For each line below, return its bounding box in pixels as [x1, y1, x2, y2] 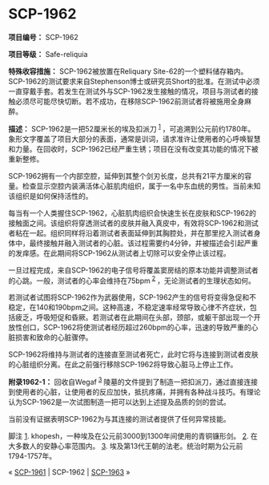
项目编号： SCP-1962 [8, 32, 78, 42]
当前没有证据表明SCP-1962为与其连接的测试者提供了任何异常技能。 [8, 414, 231, 423]
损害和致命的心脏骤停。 [14, 333, 93, 342]
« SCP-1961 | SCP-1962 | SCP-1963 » [8, 467, 130, 477]
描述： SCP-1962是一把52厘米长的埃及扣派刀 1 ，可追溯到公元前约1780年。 [8, 122, 255, 133]
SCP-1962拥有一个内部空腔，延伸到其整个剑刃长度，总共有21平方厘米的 [8, 171, 245, 180]
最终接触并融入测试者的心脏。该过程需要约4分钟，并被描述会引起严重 [29, 238, 259, 248]
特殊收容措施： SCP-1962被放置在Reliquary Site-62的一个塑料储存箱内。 [8, 66, 248, 76]
